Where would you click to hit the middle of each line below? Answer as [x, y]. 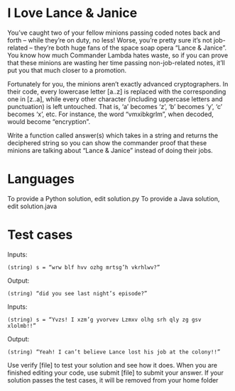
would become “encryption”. [49, 121]
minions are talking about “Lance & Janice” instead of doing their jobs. [110, 150]
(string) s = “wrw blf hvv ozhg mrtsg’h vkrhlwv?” [84, 267]
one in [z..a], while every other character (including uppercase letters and [115, 99]
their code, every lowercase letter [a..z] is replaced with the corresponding [117, 91]
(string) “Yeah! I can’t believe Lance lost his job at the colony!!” [114, 352]
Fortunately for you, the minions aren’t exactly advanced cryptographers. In [118, 84]
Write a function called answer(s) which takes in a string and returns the [113, 135]
